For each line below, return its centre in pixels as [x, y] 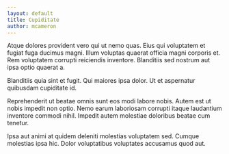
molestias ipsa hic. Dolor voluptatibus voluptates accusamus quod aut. [107, 144]
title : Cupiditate [33, 20]
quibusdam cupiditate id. [42, 88]
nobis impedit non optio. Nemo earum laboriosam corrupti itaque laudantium [114, 108]
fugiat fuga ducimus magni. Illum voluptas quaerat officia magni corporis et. [114, 53]
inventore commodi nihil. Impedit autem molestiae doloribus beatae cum [109, 116]
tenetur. [18, 123]
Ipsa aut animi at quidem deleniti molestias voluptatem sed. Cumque [103, 136]
